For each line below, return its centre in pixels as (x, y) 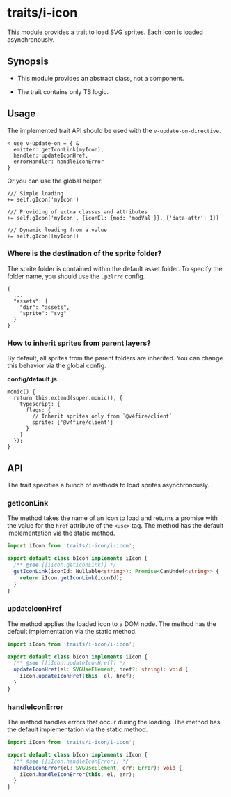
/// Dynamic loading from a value (57, 230)
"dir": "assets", (45, 307)
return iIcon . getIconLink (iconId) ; (71, 578)
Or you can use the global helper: (55, 181)
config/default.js (32, 379)
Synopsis (28, 62)
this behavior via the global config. (57, 366)
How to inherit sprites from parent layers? (79, 343)
